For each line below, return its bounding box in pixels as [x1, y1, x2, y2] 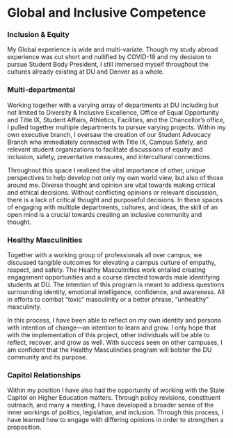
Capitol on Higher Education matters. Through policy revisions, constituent [7, 394, 221, 402]
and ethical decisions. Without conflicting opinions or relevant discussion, [7, 188, 218, 196]
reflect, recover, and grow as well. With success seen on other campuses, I [7, 339, 223, 347]
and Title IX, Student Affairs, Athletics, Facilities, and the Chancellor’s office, [7, 115, 225, 124]
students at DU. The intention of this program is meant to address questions [7, 280, 225, 289]
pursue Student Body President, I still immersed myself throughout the [7, 60, 209, 69]
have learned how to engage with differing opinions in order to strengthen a [7, 416, 224, 424]
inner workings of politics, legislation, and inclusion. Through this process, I [7, 408, 224, 416]
